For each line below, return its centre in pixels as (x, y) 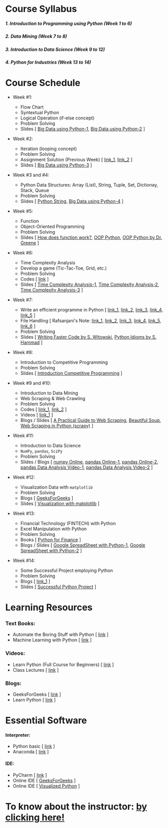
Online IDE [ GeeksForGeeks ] (44, 780)
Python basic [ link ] (34, 747)
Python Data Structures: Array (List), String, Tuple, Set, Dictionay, (89, 184)
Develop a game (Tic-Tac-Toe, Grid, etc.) (64, 268)
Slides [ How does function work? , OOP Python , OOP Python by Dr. (91, 237)
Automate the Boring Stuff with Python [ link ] (60, 635)
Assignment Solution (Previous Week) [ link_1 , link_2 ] (76, 159)
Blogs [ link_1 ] (35, 581)
